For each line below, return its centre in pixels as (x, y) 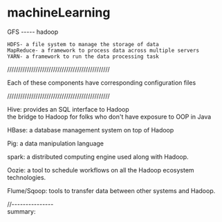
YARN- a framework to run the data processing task (83, 57)
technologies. (27, 177)
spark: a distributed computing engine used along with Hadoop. (98, 157)
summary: (21, 211)
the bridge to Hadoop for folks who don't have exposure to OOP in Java (109, 117)
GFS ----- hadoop (33, 32)
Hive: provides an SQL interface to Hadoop (68, 109)
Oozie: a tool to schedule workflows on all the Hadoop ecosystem (101, 170)
